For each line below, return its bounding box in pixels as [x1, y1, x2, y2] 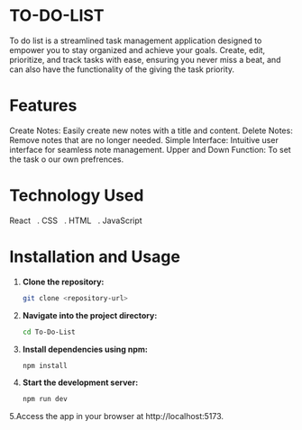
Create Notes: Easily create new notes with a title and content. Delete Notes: [9, 125, 293, 136]
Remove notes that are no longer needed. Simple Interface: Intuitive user [9, 134, 279, 145]
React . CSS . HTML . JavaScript [9, 215, 142, 226]
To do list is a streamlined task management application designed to [9, 35, 262, 46]
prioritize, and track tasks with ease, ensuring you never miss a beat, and [9, 54, 281, 65]
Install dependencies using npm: [22, 344, 149, 354]
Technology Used [9, 185, 144, 206]
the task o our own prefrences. [9, 154, 124, 165]
